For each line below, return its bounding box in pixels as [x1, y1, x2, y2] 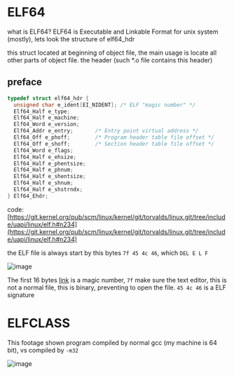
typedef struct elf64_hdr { [7, 95, 90, 102]
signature [7, 290, 35, 299]
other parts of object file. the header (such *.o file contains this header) [7, 55, 213, 64]
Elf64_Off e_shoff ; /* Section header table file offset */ [13, 140, 215, 147]
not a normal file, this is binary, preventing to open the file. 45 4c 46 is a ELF [7, 283, 226, 292]
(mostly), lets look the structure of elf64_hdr [7, 34, 135, 43]
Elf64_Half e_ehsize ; [13, 154, 77, 161]
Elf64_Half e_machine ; [13, 114, 80, 121]
